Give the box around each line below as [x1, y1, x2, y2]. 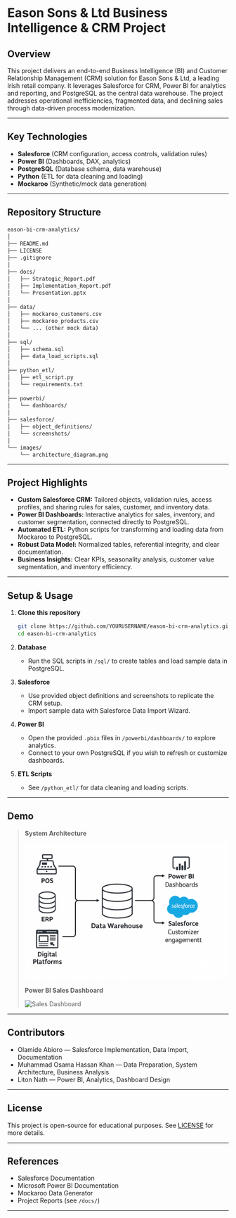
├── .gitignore [7, 254, 52, 261]
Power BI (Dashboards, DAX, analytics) [17, 157, 131, 165]
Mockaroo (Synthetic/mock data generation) [17, 179, 147, 188]
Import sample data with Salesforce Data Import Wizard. [27, 706, 191, 715]
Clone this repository [17, 609, 81, 617]
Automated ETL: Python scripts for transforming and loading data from [17, 526, 224, 534]
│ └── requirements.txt [7, 381, 83, 388]
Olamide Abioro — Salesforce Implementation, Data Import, [17, 1045, 189, 1053]
